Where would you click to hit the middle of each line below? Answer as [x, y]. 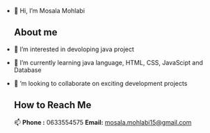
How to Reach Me [52, 105]
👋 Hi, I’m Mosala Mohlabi [49, 11]
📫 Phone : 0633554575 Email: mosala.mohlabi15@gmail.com [103, 122]
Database [27, 70]
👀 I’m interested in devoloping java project [74, 49]
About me [35, 32]
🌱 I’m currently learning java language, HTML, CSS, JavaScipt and [108, 62]
